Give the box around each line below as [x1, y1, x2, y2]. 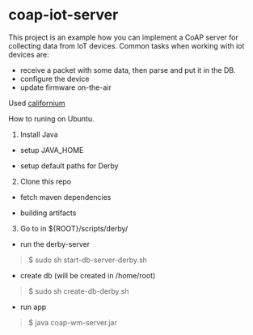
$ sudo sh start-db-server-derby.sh [27, 255, 148, 265]
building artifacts [19, 208, 77, 218]
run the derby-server [19, 239, 91, 248]
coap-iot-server [8, 6, 119, 24]
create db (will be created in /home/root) [19, 270, 156, 280]
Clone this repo [19, 176, 71, 186]
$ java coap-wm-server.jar [27, 317, 117, 327]
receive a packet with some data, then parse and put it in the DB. [19, 65, 236, 74]
